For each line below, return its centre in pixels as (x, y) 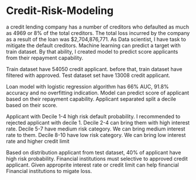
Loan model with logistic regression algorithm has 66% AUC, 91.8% (87, 86)
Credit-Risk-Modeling (60, 11)
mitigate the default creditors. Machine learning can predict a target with (93, 45)
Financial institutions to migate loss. (49, 171)
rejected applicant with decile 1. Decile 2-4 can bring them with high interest (98, 122)
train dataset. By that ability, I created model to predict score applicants (92, 51)
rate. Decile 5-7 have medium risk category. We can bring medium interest (96, 129)
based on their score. (32, 105)
